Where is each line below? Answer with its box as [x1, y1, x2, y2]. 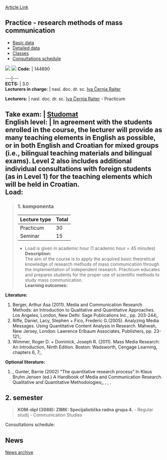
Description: [24, 250, 51, 256]
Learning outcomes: [24, 282, 68, 288]
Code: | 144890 [17, 66, 50, 72]
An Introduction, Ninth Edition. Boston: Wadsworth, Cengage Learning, [12, 344, 158, 350]
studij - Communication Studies [17, 412, 82, 418]
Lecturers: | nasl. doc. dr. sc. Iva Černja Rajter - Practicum [5, 96, 126, 102]
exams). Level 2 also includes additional [5, 157, 132, 165]
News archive [5, 450, 33, 456]
